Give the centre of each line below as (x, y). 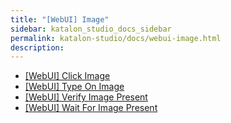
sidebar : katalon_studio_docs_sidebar (91, 29)
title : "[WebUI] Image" (60, 19)
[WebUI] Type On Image (74, 87)
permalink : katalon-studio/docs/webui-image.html (116, 38)
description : (37, 47)
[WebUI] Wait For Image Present (91, 108)
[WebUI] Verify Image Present (86, 97)
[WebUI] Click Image (67, 76)
